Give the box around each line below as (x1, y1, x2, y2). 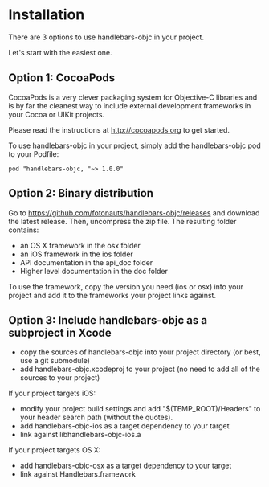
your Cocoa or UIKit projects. (8, 109, 105, 119)
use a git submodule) (19, 356, 91, 366)
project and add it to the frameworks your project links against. (8, 290, 217, 300)
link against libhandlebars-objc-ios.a (19, 430, 141, 440)
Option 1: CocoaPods (8, 71, 116, 85)
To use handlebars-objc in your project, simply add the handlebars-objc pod (8, 141, 261, 150)
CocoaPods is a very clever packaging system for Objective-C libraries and (8, 92, 258, 102)
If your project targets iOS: (8, 388, 96, 399)
